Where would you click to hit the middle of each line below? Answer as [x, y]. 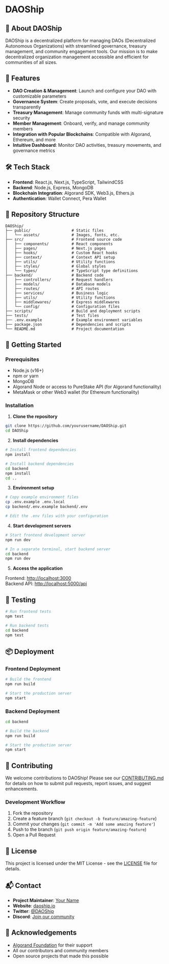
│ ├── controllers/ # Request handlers [59, 280]
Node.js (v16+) [28, 371]
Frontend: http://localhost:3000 [38, 578]
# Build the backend [27, 731]
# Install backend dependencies [40, 464]
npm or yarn [26, 376]
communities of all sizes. [31, 62]
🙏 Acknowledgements [41, 933]
